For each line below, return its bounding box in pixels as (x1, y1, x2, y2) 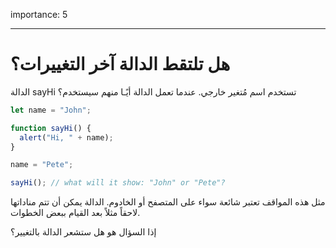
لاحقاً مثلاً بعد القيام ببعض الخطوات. (10, 207, 141, 219)
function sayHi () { (10, 123, 92, 133)
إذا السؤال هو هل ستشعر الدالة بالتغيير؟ (10, 226, 157, 238)
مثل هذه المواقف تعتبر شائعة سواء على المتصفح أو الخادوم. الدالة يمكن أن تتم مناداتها (10, 196, 326, 208)
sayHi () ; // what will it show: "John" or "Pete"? (10, 178, 226, 188)
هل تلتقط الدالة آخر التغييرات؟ (10, 53, 231, 76)
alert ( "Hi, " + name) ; (19, 132, 114, 143)
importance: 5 (10, 9, 68, 20)
